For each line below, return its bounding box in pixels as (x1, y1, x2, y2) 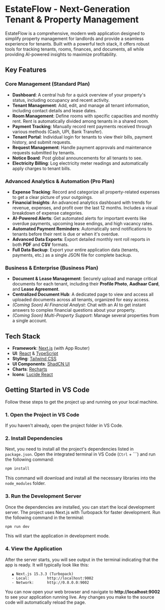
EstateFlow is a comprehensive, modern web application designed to (5, 30, 145, 36)
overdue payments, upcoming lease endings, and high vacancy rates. (12, 220, 154, 226)
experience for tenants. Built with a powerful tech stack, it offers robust (5, 41, 150, 47)
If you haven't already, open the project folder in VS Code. (5, 422, 123, 428)
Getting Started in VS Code (5, 386, 90, 394)
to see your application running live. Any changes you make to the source (5, 594, 154, 600)
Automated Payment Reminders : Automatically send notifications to (12, 226, 152, 232)
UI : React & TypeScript (12, 350, 59, 357)
